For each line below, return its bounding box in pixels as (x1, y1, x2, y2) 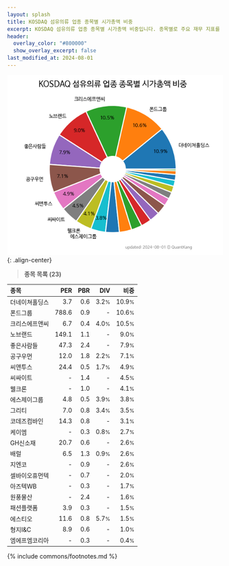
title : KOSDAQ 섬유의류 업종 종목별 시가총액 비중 (7, 18, 133, 25)
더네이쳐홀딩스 (10, 297, 49, 306)
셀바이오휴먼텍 (10, 471, 49, 479)
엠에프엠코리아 (10, 536, 49, 545)
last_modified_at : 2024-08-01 (7, 55, 94, 62)
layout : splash (7, 11, 51, 18)
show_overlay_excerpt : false (13, 47, 97, 54)
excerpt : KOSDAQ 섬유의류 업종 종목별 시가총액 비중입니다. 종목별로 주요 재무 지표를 (7, 25, 221, 32)
